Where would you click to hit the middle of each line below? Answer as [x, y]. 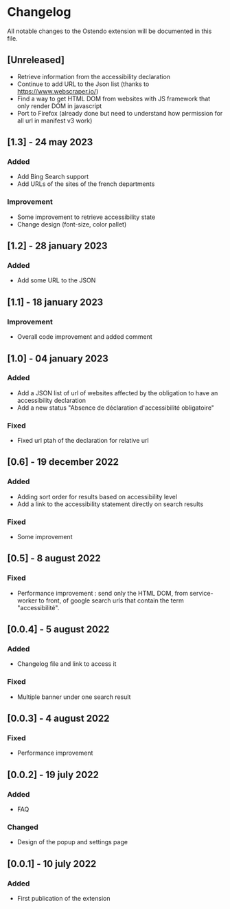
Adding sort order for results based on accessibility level [97, 497]
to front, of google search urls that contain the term [111, 600]
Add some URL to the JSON [56, 280]
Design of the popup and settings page [72, 842]
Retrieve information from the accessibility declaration [93, 76]
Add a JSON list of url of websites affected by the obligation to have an [117, 393]
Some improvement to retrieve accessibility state [86, 217]
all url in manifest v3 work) [55, 121]
